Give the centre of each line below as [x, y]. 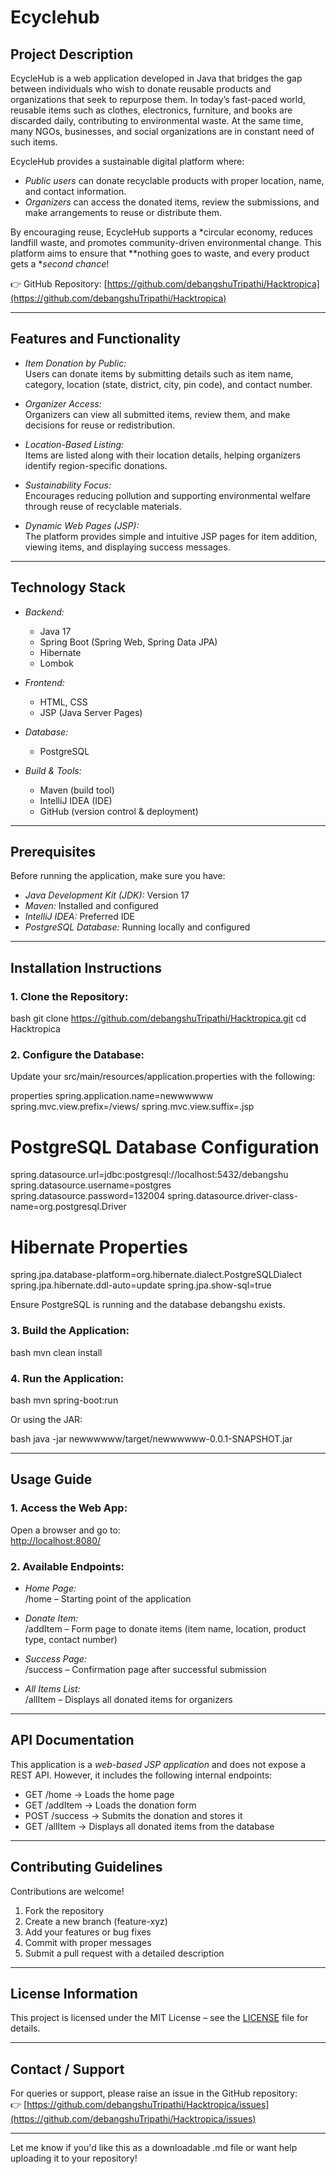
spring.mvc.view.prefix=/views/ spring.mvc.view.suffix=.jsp [132, 1107]
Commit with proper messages [88, 1942]
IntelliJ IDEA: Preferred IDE [79, 917]
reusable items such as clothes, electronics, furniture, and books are [151, 110]
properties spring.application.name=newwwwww [112, 1096]
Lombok [56, 663]
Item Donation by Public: [75, 363]
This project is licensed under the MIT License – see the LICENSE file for [159, 2018]
